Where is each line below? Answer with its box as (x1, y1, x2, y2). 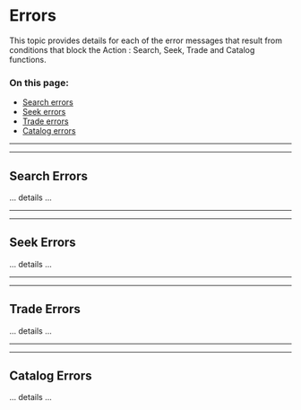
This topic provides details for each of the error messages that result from (9, 35, 282, 46)
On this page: (9, 76, 69, 89)
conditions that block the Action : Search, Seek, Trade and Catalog (9, 44, 255, 55)
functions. (9, 54, 47, 65)
